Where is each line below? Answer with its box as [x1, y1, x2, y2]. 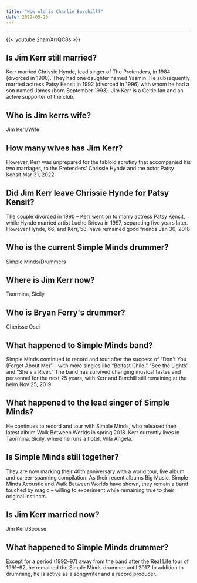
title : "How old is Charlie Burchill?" [6, 8, 104, 15]
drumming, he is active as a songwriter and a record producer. [6, 571, 157, 578]
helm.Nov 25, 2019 [6, 381, 52, 388]
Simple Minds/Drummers [6, 258, 66, 265]
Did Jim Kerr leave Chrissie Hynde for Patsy [6, 188, 169, 198]
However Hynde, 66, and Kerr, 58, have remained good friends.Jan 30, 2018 [6, 225, 191, 232]
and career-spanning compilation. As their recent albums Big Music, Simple [6, 474, 189, 481]
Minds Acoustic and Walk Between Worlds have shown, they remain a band [6, 480, 189, 487]
